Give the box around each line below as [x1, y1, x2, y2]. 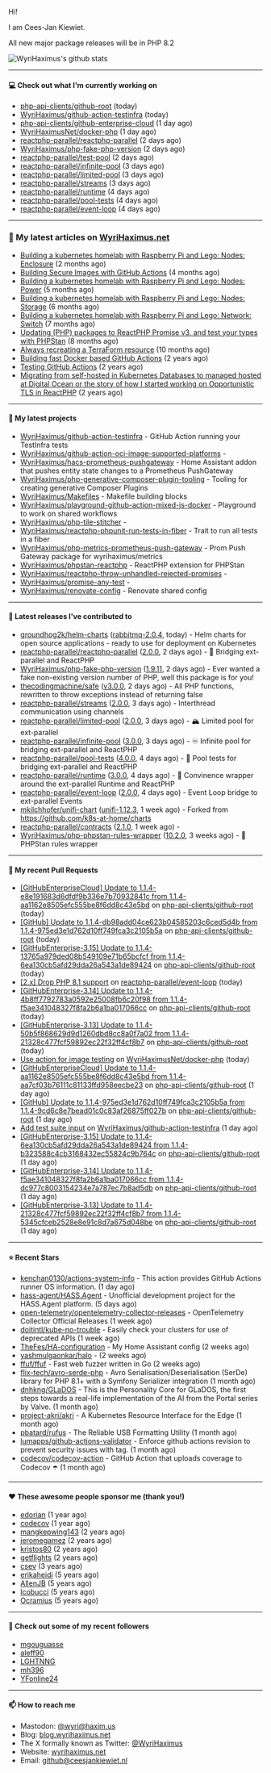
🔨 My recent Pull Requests [8, 865, 98, 875]
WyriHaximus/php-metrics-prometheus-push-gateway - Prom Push [19, 542, 246, 552]
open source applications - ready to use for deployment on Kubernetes [19, 638, 256, 648]
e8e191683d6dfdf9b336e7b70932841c [19, 892, 151, 901]
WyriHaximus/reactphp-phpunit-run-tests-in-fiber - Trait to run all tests [19, 525, 258, 535]
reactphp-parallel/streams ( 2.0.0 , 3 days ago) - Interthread [19, 698, 216, 708]
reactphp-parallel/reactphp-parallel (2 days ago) [19, 136, 181, 145]
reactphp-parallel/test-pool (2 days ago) [19, 153, 155, 162]
